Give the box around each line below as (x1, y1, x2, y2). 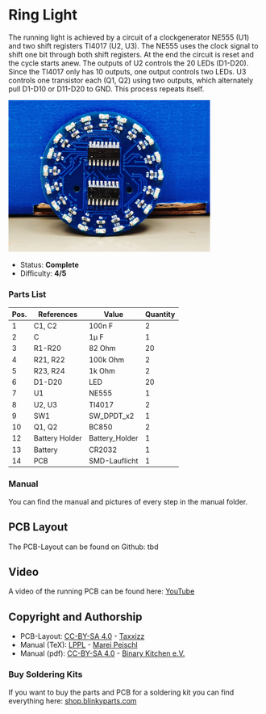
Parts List (8, 289, 47, 300)
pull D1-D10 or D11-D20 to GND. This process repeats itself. (8, 83, 205, 94)
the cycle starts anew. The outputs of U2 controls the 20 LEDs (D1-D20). (8, 58, 249, 68)
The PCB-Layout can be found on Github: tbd (8, 542, 159, 551)
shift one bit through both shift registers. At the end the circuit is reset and (8, 49, 254, 59)
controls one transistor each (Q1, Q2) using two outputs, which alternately (8, 75, 254, 85)
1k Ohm (88, 365, 115, 375)
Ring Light (8, 6, 78, 24)
